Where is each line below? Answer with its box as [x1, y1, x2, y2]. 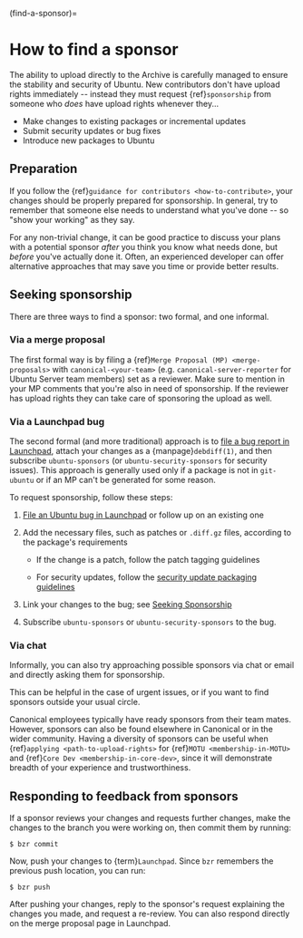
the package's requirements [22, 537, 129, 547]
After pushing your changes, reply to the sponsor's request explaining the [9, 899, 286, 910]
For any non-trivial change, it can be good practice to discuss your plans [9, 231, 281, 243]
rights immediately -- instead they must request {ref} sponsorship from [9, 88, 272, 99]
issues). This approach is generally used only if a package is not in [9, 465, 259, 476]
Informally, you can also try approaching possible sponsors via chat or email [9, 660, 295, 671]
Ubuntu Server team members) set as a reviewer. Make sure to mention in [9, 373, 286, 384]
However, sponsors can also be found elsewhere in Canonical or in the [9, 724, 274, 735]
